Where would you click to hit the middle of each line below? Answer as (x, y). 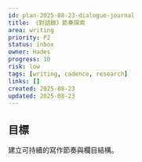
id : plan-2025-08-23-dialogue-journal (71, 15)
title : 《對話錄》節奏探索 (47, 23)
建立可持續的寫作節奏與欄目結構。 (63, 150)
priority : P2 (29, 37)
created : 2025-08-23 (42, 88)
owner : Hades (29, 52)
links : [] (24, 81)
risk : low (24, 67)
